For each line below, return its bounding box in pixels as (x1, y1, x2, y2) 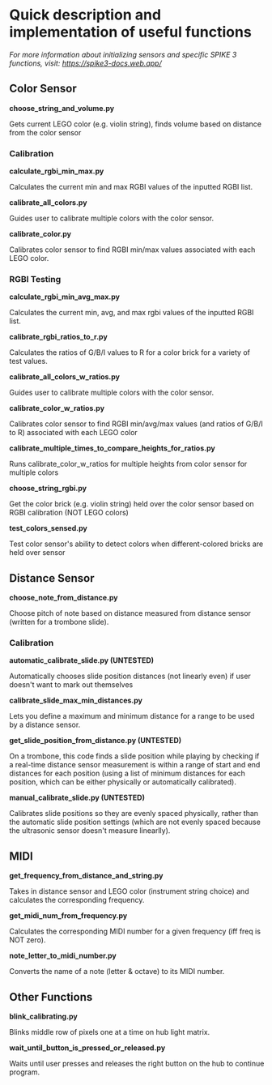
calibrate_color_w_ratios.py (9, 404, 104, 413)
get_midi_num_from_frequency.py (9, 911, 128, 921)
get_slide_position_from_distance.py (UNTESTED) (9, 736, 182, 745)
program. (9, 1067, 40, 1077)
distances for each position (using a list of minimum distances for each (9, 768, 246, 779)
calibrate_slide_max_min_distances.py (9, 695, 142, 706)
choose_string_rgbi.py (9, 484, 87, 493)
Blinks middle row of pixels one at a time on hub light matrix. (9, 1027, 210, 1037)
